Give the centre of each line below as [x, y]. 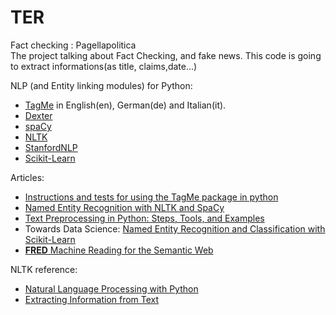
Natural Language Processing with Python [111, 288]
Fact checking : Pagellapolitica [73, 45]
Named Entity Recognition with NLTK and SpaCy [124, 207]
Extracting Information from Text [92, 299]
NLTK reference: [44, 269]
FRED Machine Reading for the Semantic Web [119, 250]
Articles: [27, 177]
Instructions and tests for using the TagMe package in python [151, 197]
